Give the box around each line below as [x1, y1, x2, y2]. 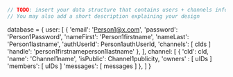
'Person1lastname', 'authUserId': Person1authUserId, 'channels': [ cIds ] [7, 40, 212, 48]
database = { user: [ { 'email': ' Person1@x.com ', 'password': [7, 25, 178, 34]
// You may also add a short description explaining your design [7, 12, 200, 20]
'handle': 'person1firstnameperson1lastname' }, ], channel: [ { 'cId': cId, [7, 47, 209, 55]
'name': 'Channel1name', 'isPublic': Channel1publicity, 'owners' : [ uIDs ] [7, 54, 213, 63]
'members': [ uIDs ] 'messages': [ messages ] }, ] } [7, 62, 151, 70]
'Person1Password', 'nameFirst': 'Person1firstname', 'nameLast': [7, 32, 189, 41]
